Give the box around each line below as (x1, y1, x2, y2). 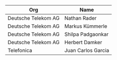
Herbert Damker (64, 39, 103, 46)
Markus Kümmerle (64, 23, 108, 29)
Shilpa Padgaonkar (64, 31, 109, 38)
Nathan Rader (64, 15, 97, 21)
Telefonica (7, 47, 32, 54)
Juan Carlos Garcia (64, 47, 110, 54)
